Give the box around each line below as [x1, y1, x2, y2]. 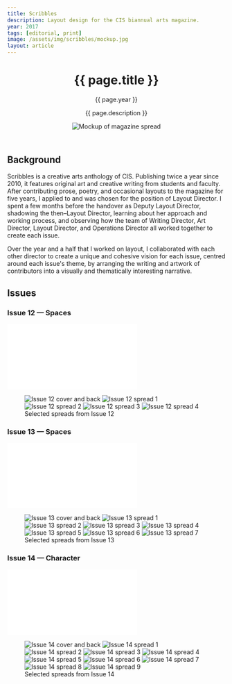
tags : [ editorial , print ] [7, 29, 82, 37]
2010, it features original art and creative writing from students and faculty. [7, 180, 221, 188]
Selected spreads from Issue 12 [24, 410, 114, 418]
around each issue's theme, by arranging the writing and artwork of [7, 260, 200, 268]
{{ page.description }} [85, 108, 148, 117]
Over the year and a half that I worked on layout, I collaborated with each [7, 244, 215, 253]
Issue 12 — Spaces [7, 308, 71, 317]
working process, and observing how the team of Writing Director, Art [7, 217, 206, 225]
